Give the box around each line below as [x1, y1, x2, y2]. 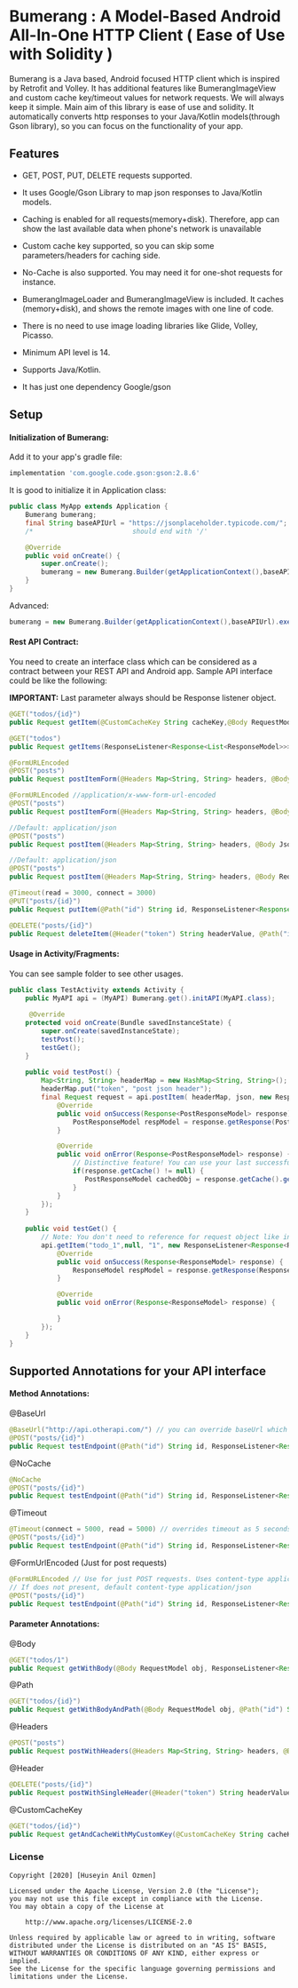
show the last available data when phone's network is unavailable [21, 223, 262, 234]
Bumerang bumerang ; [25, 511, 98, 520]
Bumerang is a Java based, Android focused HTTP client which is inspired [9, 73, 280, 83]
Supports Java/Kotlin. [21, 364, 102, 375]
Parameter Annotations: [9, 1618, 100, 1629]
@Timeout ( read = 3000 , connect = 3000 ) [9, 888, 157, 898]
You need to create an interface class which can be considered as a [9, 656, 257, 667]
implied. [9, 1956, 42, 1965]
